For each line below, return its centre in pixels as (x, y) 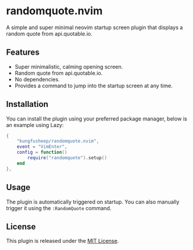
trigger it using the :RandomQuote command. (59, 208)
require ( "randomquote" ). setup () (67, 158)
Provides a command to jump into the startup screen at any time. (94, 86)
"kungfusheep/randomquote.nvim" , (58, 141)
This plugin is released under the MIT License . (63, 241)
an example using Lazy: (35, 125)
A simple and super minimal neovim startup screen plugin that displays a (95, 27)
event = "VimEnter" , (42, 147)
